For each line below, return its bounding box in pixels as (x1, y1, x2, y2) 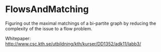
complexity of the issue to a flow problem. (5, 25, 93, 31)
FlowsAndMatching (5, 4, 89, 15)
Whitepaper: (5, 35, 31, 41)
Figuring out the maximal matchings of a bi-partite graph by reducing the (5, 20, 156, 26)
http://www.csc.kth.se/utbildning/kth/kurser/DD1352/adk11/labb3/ (5, 40, 141, 46)
